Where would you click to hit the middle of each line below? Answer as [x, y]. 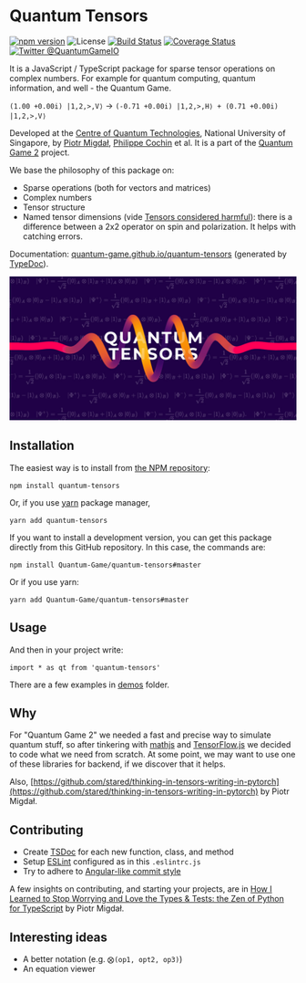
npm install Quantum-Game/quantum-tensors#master [106, 565]
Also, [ [21, 782]
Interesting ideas [58, 937]
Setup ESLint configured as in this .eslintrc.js [112, 862]
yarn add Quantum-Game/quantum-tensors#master [99, 600]
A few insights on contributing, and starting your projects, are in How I [141, 889]
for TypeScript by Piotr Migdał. [67, 908]
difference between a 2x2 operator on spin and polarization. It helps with [159, 226]
